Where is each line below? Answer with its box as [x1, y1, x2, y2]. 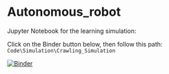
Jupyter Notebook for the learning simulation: [7, 27, 137, 35]
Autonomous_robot [7, 4, 121, 20]
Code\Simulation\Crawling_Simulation [7, 47, 116, 54]
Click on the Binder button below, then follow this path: [7, 40, 163, 48]
